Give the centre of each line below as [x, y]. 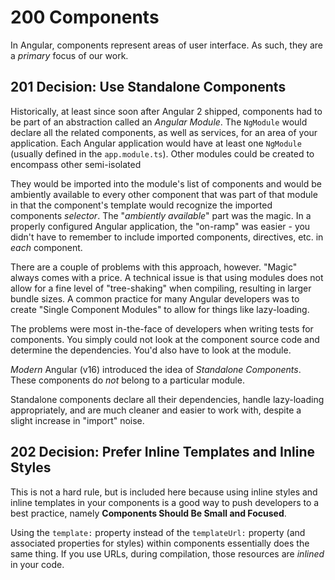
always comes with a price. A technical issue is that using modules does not [167, 277]
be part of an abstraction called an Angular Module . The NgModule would [159, 122]
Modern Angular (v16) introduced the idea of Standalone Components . [156, 369]
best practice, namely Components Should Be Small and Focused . [148, 513]
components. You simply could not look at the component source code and [165, 339]
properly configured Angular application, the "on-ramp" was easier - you [160, 226]
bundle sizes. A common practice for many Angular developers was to [155, 298]
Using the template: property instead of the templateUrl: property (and [158, 532]
